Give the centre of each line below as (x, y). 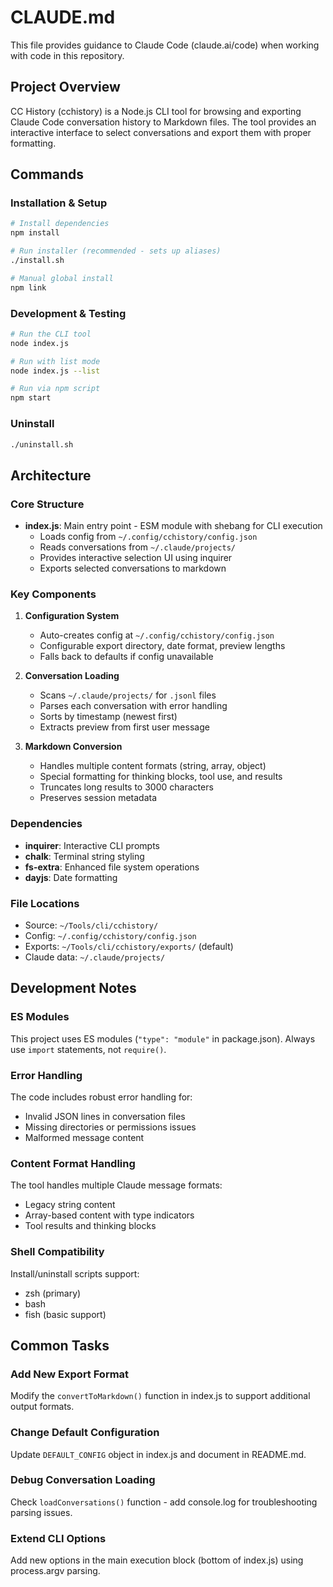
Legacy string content (70, 1205)
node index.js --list (55, 371)
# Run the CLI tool (51, 334)
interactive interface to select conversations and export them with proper (161, 132)
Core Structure (47, 504)
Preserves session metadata (98, 798)
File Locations (45, 903)
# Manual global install (62, 278)
